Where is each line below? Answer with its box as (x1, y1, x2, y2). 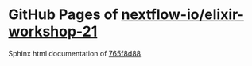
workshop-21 (8, 22, 98, 41)
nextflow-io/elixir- (121, 6, 244, 24)
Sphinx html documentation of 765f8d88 (8, 49, 142, 58)
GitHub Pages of (8, 6, 118, 24)
